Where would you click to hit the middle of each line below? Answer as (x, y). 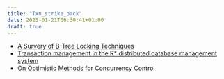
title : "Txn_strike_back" (45, 14)
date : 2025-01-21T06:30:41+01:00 (56, 20)
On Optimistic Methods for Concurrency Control (86, 68)
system (28, 61)
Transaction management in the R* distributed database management (117, 53)
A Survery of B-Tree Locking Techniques (75, 46)
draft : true (24, 26)
